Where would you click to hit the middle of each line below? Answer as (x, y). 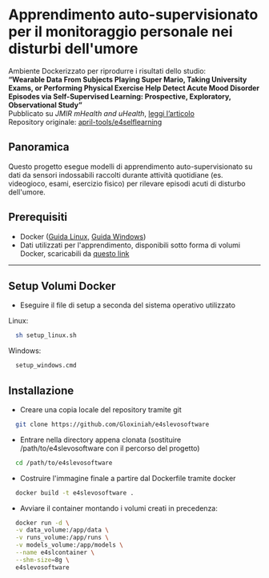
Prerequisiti (38, 217)
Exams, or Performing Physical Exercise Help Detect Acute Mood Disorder (134, 88)
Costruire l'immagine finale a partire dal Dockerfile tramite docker (128, 478)
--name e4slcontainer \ (55, 553)
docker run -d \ (42, 523)
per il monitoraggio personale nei (120, 32)
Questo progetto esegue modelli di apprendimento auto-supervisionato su (130, 167)
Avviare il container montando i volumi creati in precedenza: (119, 508)
